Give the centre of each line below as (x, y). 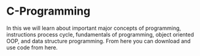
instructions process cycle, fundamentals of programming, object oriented (100, 34)
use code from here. (32, 47)
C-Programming (48, 11)
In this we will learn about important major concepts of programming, (94, 28)
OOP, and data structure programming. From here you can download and (99, 41)
